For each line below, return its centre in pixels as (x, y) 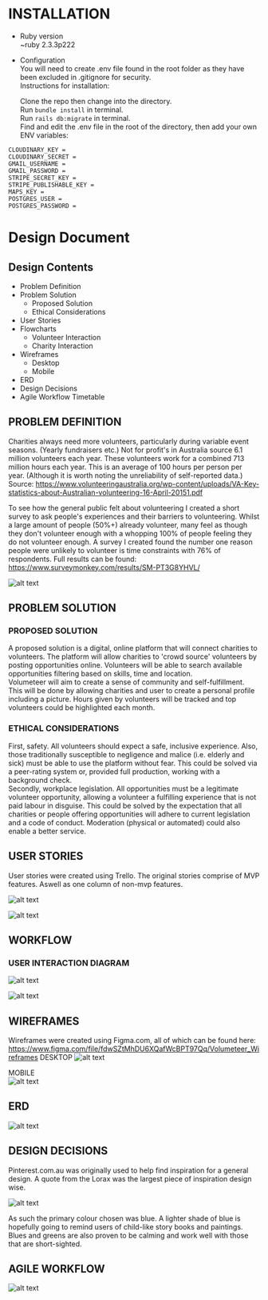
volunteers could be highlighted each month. (82, 708)
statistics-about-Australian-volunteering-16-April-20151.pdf (106, 492)
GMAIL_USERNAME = (37, 164)
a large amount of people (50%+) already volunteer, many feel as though (128, 524)
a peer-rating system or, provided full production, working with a (114, 771)
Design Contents (51, 267)
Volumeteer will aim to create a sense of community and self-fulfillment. (126, 682)
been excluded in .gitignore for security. (85, 77)
